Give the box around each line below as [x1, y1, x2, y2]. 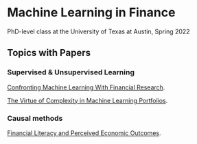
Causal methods [7, 113, 63, 123]
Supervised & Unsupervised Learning [7, 68, 135, 77]
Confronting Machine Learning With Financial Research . [7, 83, 165, 91]
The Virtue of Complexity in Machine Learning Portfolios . [7, 96, 168, 104]
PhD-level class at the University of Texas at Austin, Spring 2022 [7, 27, 190, 35]
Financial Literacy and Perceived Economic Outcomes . [7, 128, 161, 137]
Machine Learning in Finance [7, 5, 176, 20]
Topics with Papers [7, 47, 91, 59]
